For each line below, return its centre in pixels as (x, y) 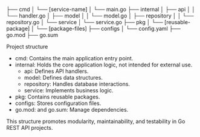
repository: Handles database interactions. (77, 84)
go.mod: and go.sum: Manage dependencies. (72, 110)
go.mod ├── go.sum (32, 35)
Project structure (27, 46)
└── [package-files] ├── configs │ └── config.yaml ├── (108, 28)
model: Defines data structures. (63, 78)
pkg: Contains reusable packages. (57, 97)
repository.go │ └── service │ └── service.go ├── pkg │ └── (85, 22)
